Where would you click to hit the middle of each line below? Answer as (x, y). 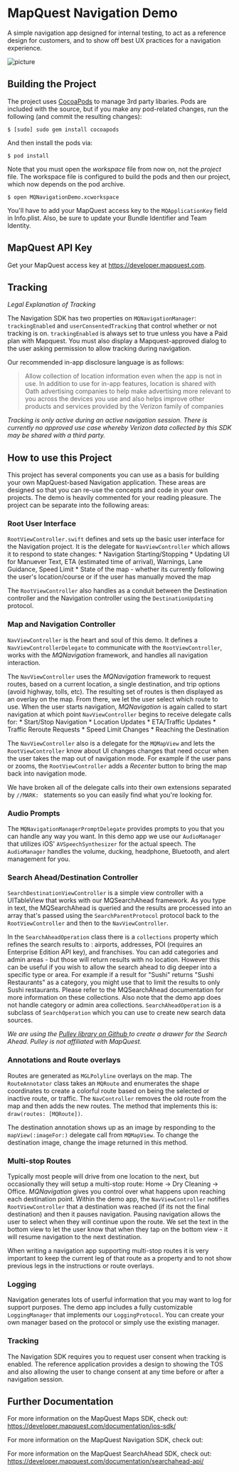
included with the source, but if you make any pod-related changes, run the (118, 109)
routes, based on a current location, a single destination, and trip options (114, 684)
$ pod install (28, 156)
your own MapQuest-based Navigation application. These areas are (107, 483)
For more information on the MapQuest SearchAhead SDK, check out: (110, 1453)
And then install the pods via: (50, 142)
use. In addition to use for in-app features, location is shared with (120, 384)
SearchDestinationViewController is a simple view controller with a (106, 893)
